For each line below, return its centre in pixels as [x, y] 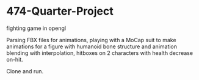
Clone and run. [25, 71]
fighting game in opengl [36, 28]
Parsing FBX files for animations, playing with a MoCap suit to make [91, 40]
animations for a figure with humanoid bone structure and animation [92, 46]
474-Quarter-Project [60, 11]
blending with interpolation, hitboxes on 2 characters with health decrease [100, 53]
